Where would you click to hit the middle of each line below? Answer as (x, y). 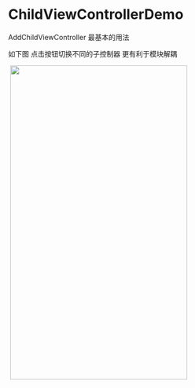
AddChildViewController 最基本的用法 (69, 37)
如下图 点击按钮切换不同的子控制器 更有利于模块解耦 (93, 53)
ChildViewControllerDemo (96, 15)
